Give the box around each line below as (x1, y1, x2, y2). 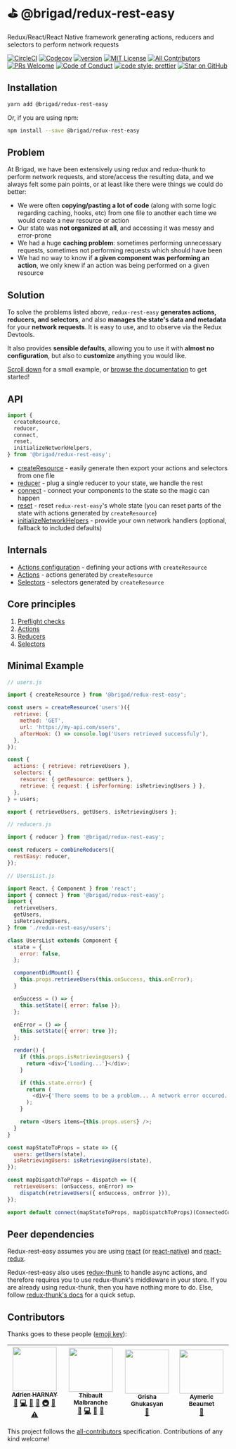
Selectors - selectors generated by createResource (17, 577, 164, 586)
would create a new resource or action (17, 216, 130, 225)
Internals (7, 544, 48, 556)
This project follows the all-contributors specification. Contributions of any (7, 1427, 223, 1436)
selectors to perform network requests (7, 40, 119, 49)
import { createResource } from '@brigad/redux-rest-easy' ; (7, 691, 188, 699)
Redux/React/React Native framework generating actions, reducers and (7, 32, 214, 41)
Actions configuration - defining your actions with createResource (17, 563, 207, 571)
